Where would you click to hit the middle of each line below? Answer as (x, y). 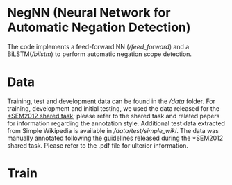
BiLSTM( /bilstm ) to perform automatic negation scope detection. (100, 54)
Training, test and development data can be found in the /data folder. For (111, 101)
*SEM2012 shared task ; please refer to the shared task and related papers (114, 116)
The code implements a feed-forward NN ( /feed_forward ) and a (98, 46)
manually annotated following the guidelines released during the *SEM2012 (115, 138)
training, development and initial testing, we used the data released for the (114, 108)
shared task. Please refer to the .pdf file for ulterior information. (98, 145)
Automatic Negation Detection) (99, 27)
